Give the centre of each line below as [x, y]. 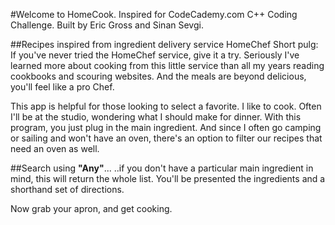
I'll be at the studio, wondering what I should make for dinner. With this [156, 117]
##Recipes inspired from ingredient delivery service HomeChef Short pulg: [164, 44]
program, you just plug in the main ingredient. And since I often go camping [166, 127]
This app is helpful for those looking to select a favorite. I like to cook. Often [166, 106]
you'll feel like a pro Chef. [62, 87]
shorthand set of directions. [67, 189]
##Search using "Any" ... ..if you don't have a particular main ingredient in [162, 168]
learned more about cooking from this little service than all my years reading [167, 65]
